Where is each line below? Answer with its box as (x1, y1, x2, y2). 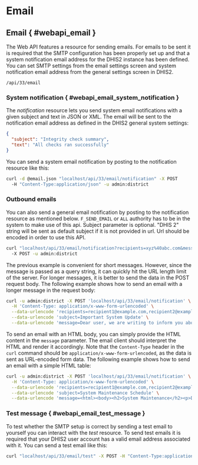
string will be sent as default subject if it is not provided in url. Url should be (6, 227, 190, 235)
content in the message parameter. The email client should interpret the (6, 337, 177, 344)
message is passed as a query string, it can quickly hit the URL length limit (6, 268, 187, 275)
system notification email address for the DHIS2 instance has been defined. (6, 56, 190, 63)
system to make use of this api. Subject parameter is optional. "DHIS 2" (6, 221, 179, 228)
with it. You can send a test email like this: (6, 441, 108, 448)
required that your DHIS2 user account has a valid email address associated (6, 435, 190, 443)
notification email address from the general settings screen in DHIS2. (6, 69, 174, 75)
